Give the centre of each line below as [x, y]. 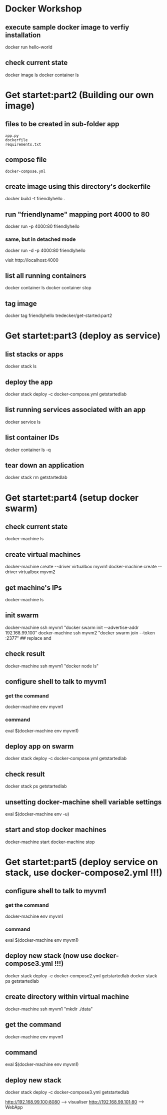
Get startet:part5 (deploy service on [82, 862]
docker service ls [23, 422]
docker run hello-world [29, 47]
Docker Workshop [44, 9]
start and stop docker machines [56, 830]
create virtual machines [43, 554]
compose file [26, 160]
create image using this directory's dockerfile [78, 187]
